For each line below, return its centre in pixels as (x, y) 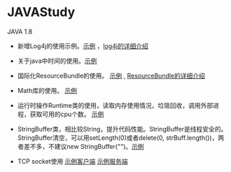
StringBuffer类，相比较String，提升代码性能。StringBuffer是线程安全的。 (122, 129)
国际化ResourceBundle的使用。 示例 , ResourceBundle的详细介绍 (111, 76)
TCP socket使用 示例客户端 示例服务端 (72, 161)
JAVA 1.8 (20, 31)
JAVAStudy (41, 12)
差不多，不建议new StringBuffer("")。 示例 (84, 146)
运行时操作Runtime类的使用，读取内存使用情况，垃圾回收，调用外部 (115, 105)
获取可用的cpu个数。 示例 (67, 114)
